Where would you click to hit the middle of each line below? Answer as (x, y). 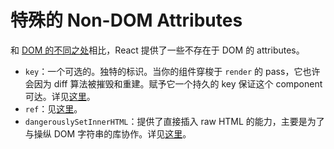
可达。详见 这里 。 (60, 96)
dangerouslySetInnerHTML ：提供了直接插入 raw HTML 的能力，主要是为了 (174, 121)
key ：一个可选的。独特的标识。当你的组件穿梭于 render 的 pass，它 (163, 71)
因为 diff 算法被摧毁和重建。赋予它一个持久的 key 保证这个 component (178, 83)
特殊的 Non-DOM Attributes (126, 20)
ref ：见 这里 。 (53, 108)
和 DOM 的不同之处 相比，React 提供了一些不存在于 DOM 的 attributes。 (157, 50)
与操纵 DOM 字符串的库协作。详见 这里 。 (108, 133)
